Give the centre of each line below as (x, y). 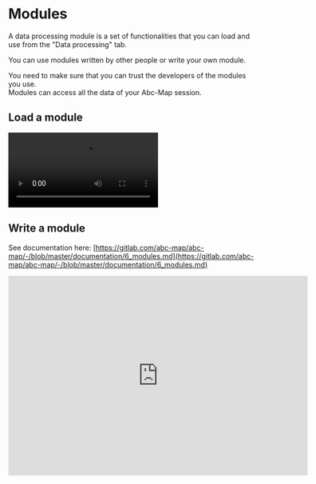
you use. (23, 84)
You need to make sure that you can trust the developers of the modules (127, 75)
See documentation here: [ (52, 248)
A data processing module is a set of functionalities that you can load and (129, 36)
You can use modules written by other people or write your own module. (127, 60)
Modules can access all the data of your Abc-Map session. (105, 92)
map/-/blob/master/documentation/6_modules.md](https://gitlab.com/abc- (131, 256)
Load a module (46, 118)
